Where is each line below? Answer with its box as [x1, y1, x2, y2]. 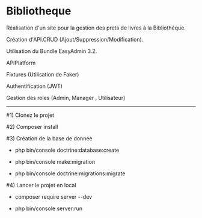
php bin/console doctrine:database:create [14, 146, 120, 154]
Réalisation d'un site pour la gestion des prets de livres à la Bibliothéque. [6, 24, 186, 31]
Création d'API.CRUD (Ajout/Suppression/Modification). [6, 36, 144, 43]
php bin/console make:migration [14, 158, 96, 165]
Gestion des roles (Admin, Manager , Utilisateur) [6, 94, 126, 101]
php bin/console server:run [14, 205, 83, 212]
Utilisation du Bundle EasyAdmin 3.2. [6, 47, 97, 55]
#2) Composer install [6, 123, 58, 130]
